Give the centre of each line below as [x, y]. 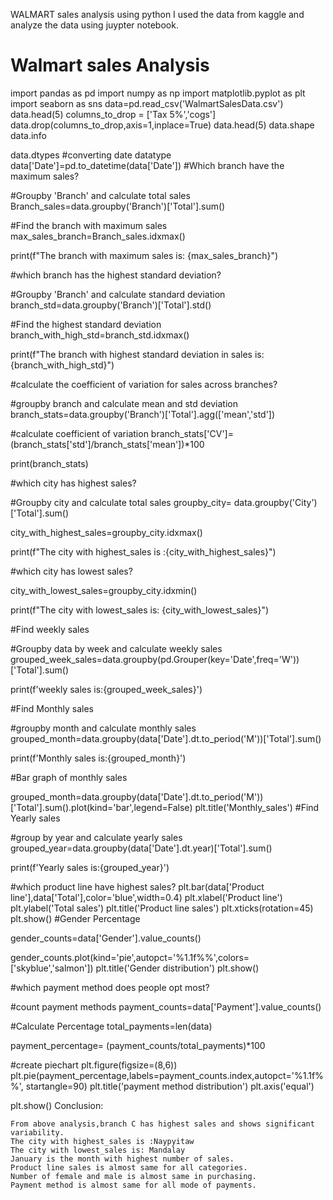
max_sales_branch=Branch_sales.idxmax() [98, 236]
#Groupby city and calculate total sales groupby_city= [121, 502]
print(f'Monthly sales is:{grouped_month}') [98, 758]
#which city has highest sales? [73, 483]
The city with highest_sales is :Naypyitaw [102, 1141]
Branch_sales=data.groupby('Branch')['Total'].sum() [118, 206]
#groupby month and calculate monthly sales [103, 728]
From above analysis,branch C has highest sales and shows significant [162, 1124]
